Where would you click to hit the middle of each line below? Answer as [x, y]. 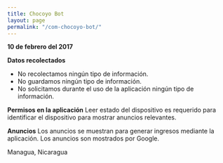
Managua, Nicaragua [38, 152]
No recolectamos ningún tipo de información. [83, 74]
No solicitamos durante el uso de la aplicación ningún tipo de [106, 89]
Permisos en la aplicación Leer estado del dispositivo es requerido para [111, 110]
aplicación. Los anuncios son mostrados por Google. [83, 138]
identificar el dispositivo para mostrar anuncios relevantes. [92, 117]
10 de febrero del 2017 [40, 47]
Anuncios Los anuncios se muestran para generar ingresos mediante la [111, 131]
